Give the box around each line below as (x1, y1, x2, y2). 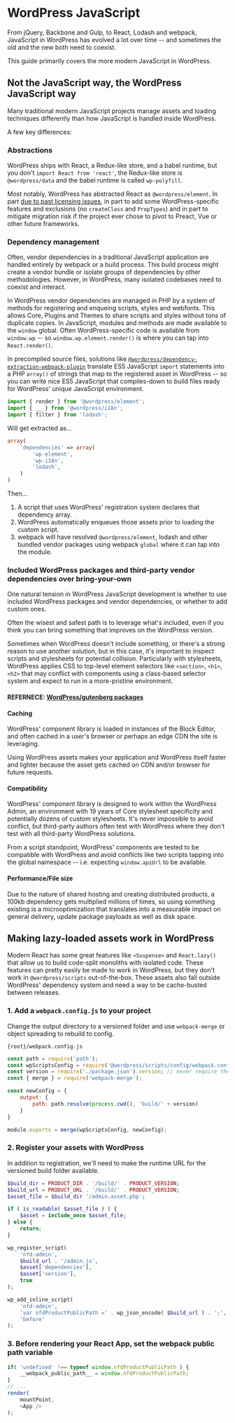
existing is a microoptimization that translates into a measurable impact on (7, 904, 222, 913)
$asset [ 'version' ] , (20, 1271, 77, 1278)
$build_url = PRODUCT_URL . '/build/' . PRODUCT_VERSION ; (7, 1186, 180, 1193)
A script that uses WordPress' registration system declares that (17, 503, 200, 512)
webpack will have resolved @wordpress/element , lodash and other (17, 533, 208, 541)
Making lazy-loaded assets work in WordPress (7, 932, 215, 944)
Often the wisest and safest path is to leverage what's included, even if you (7, 618, 224, 627)
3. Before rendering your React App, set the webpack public (7, 1339, 215, 1349)
